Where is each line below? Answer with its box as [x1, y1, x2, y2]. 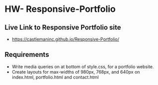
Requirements [4, 50, 49, 59]
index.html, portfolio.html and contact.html [11, 74, 99, 80]
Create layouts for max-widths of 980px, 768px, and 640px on [11, 69, 140, 75]
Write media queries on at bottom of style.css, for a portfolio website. [11, 63, 155, 70]
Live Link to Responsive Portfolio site [4, 23, 121, 32]
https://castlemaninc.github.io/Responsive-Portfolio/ [11, 36, 120, 42]
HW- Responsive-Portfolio [4, 3, 116, 15]
